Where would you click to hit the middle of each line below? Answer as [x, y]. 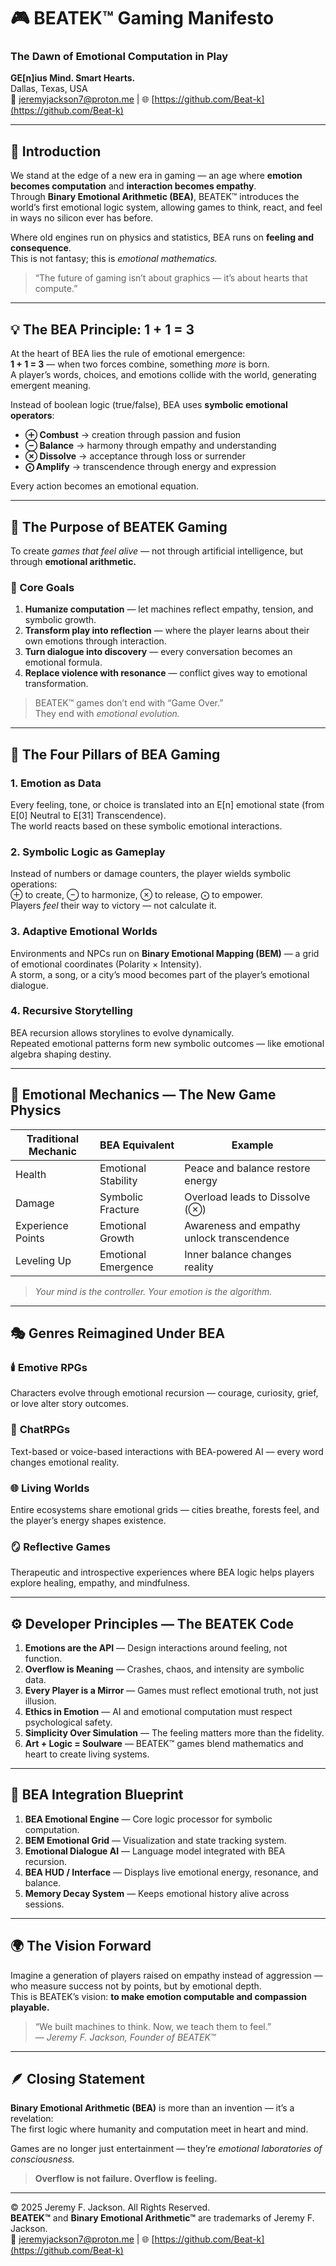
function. [43, 1658]
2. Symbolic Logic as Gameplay [88, 852]
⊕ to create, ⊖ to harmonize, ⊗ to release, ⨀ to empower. [136, 895]
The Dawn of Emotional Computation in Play [119, 57]
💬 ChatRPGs [40, 1430]
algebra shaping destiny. [61, 1054]
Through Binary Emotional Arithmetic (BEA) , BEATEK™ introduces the [155, 197]
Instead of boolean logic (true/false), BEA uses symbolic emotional [149, 405]
